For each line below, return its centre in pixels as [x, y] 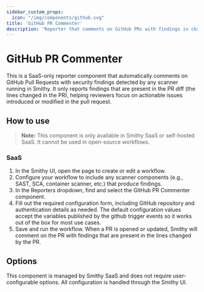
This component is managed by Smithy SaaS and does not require [89, 276]
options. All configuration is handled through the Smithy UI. [113, 282]
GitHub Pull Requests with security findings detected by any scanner [92, 82]
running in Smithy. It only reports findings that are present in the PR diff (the [101, 89]
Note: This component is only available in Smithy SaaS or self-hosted [108, 135]
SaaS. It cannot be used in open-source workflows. [85, 142]
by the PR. [28, 242]
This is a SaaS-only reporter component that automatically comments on [97, 76]
